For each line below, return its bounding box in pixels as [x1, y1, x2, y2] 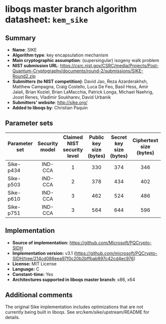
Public [88, 134, 105, 141]
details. [5, 315, 20, 321]
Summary [5, 34, 36, 42]
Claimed [63, 134, 83, 141]
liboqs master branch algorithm [5, 3, 137, 15]
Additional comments [5, 291, 73, 299]
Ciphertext [132, 137, 159, 144]
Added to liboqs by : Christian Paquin [12, 105, 88, 110]
